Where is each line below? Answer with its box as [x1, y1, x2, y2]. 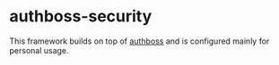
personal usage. [9, 45, 69, 55]
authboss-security [9, 6, 153, 27]
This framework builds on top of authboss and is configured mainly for [9, 36, 270, 46]
